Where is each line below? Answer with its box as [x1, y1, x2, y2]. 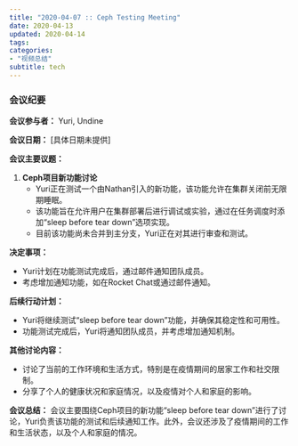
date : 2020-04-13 [9, 21, 74, 30]
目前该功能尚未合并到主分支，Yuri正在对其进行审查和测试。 [35, 228, 254, 239]
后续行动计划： [9, 296, 64, 307]
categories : [9, 46, 53, 55]
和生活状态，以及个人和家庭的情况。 [9, 427, 142, 438]
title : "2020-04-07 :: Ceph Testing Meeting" [9, 12, 181, 22]
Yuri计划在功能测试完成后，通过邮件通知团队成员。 [21, 266, 209, 277]
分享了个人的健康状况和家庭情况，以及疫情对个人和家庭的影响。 [21, 386, 256, 397]
